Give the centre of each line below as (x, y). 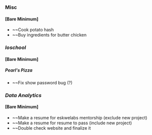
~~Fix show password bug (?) (42, 82)
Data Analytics (23, 95)
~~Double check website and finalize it (52, 128)
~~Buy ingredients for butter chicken (49, 35)
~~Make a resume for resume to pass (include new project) (72, 123)
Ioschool (16, 48)
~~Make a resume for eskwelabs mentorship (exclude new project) (80, 117)
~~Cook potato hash (33, 30)
